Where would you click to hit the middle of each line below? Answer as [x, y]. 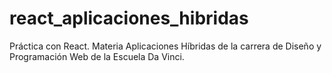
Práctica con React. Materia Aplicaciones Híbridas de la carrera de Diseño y [165, 46]
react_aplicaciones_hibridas [129, 18]
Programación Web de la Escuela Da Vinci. [97, 56]
